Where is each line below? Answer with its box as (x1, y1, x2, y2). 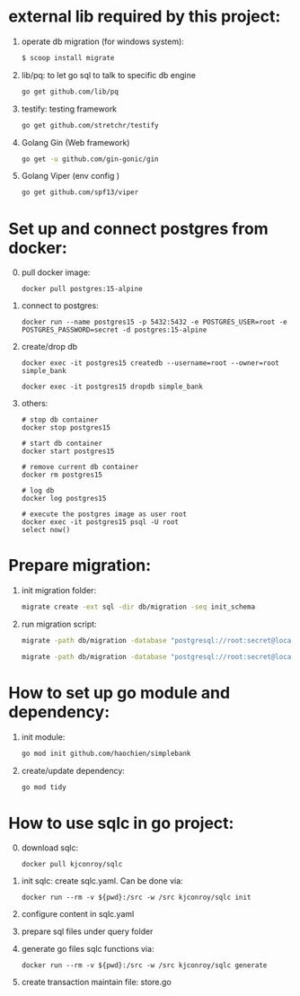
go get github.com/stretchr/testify (21, 120, 159, 129)
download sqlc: (21, 842, 78, 853)
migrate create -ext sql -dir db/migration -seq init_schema (21, 602, 256, 612)
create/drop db (21, 342, 78, 352)
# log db (21, 486, 55, 495)
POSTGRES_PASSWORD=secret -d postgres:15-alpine (21, 325, 207, 334)
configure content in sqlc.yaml (21, 909, 135, 920)
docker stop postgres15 (21, 423, 111, 432)
